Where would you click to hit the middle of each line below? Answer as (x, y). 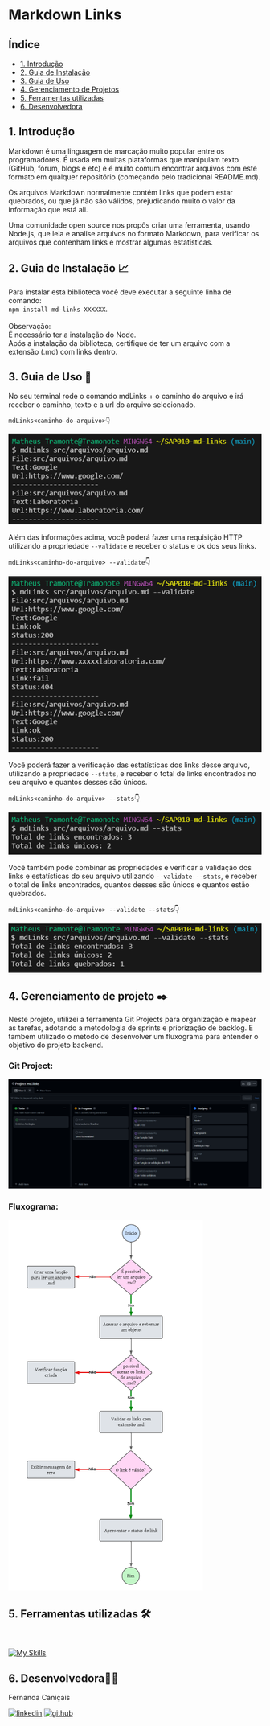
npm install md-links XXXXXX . (58, 309)
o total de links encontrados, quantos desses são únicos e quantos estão (129, 884)
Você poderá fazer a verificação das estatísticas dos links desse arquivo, (129, 765)
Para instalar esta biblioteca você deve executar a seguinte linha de (120, 292)
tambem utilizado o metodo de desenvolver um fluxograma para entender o (133, 1037)
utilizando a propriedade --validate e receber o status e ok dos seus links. (133, 545)
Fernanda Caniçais (39, 1698)
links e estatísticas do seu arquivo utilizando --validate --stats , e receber (133, 876)
